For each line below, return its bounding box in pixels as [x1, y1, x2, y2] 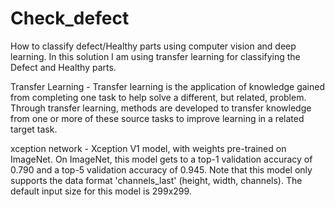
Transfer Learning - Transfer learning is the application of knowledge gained [10, 80, 326, 92]
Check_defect [10, 7, 130, 30]
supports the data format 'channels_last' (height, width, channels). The [10, 174, 303, 186]
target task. [10, 123, 58, 135]
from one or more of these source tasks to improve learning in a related [10, 112, 305, 124]
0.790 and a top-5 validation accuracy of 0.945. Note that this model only [10, 163, 313, 176]
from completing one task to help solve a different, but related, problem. [10, 91, 307, 103]
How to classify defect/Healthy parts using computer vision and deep [10, 40, 297, 52]
